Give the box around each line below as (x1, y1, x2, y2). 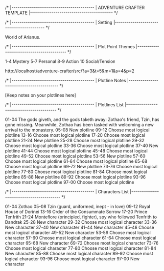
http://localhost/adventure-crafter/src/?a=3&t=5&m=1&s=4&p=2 (5, 68, 135, 74)
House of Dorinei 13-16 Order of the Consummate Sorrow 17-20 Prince (5, 209, 148, 214)
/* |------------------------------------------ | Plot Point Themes (5, 44, 135, 49)
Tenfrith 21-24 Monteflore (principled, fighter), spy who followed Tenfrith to (5, 214, 157, 220)
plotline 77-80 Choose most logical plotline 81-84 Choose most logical (5, 169, 147, 175)
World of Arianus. (5, 34, 41, 40)
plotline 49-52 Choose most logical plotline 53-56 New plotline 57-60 (5, 153, 146, 159)
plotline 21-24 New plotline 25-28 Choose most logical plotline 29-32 (5, 138, 144, 143)
